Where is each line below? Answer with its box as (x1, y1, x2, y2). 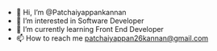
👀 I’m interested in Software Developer (15, 16, 144, 25)
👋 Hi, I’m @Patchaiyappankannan (15, 8, 127, 17)
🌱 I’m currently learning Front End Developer (15, 25, 164, 33)
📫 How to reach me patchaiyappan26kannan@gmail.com (15, 33, 209, 43)
